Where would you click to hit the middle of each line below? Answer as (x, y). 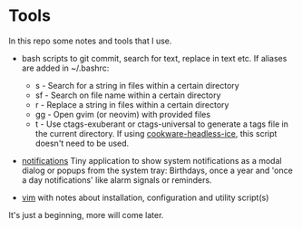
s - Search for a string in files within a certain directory (137, 85)
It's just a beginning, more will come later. (86, 215)
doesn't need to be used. (82, 143)
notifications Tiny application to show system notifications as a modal (151, 160)
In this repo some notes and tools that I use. (90, 41)
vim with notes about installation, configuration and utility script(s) (145, 197)
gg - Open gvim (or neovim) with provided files (122, 114)
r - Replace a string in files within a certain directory (132, 104)
